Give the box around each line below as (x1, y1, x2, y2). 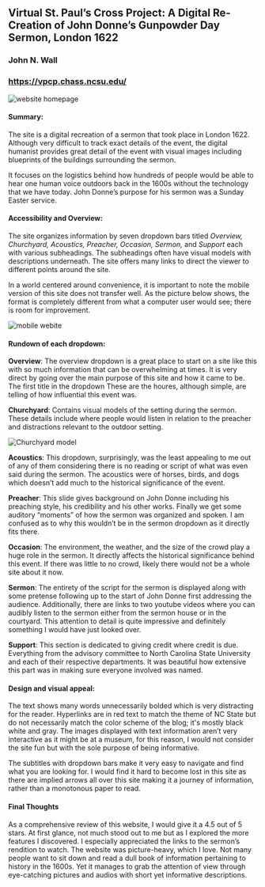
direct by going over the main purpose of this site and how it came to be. (8, 373, 245, 383)
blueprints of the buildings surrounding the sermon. (8, 154, 176, 165)
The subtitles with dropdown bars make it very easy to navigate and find (8, 759, 244, 768)
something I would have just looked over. (8, 625, 142, 635)
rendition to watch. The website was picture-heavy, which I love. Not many (8, 844, 252, 854)
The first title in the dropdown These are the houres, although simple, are (8, 381, 247, 391)
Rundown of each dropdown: (8, 339, 106, 348)
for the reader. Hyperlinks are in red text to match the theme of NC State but (8, 710, 256, 719)
